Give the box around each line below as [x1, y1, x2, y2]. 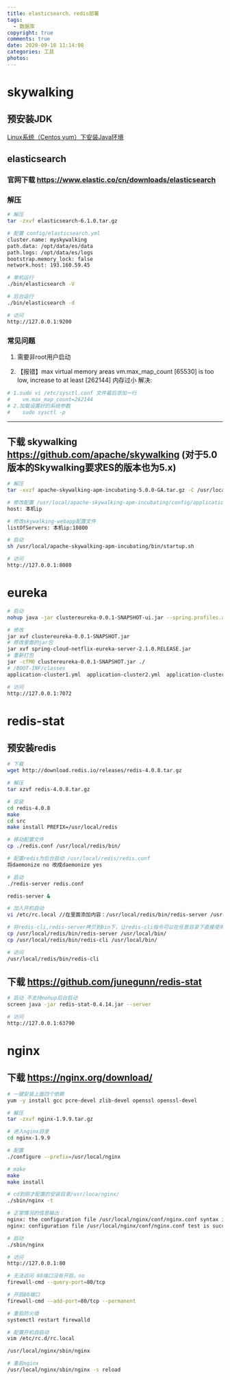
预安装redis [7, 742, 57, 754]
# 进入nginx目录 [7, 1128, 49, 1135]
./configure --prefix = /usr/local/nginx [7, 1153, 121, 1160]
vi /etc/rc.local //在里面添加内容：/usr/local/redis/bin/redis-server [7, 912, 207, 918]
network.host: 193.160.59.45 [7, 262, 90, 269]
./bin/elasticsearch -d [7, 299, 75, 306]
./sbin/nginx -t [7, 1197, 53, 1204]
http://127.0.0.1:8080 [7, 562, 72, 569]
